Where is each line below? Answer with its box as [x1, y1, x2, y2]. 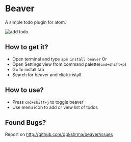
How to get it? [5, 43, 49, 52]
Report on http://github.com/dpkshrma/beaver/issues [5, 131, 113, 138]
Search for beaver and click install [12, 72, 81, 78]
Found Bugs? [5, 118, 46, 127]
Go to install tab [12, 66, 44, 72]
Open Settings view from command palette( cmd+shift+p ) [12, 61, 127, 67]
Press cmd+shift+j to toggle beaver [12, 99, 84, 105]
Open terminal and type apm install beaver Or [12, 56, 107, 62]
